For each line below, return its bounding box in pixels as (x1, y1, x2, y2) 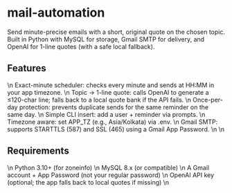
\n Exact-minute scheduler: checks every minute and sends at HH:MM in (7, 81, 215, 89)
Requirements (7, 145, 69, 157)
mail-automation (7, 5, 105, 21)
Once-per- (193, 95, 223, 104)
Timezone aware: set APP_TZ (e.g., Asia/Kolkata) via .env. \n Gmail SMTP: (7, 118, 218, 126)
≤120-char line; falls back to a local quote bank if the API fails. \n (7, 95, 192, 104)
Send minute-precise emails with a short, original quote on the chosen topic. (7, 28, 226, 36)
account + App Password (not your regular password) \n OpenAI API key (7, 171, 215, 179)
